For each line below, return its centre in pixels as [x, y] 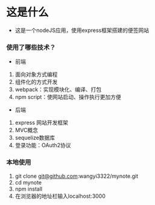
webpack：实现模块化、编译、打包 [58, 90]
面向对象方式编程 [36, 74]
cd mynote [28, 182]
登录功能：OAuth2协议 [43, 145]
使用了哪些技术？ [31, 47]
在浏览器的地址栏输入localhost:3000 [60, 196]
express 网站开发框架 [41, 123]
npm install [29, 189]
